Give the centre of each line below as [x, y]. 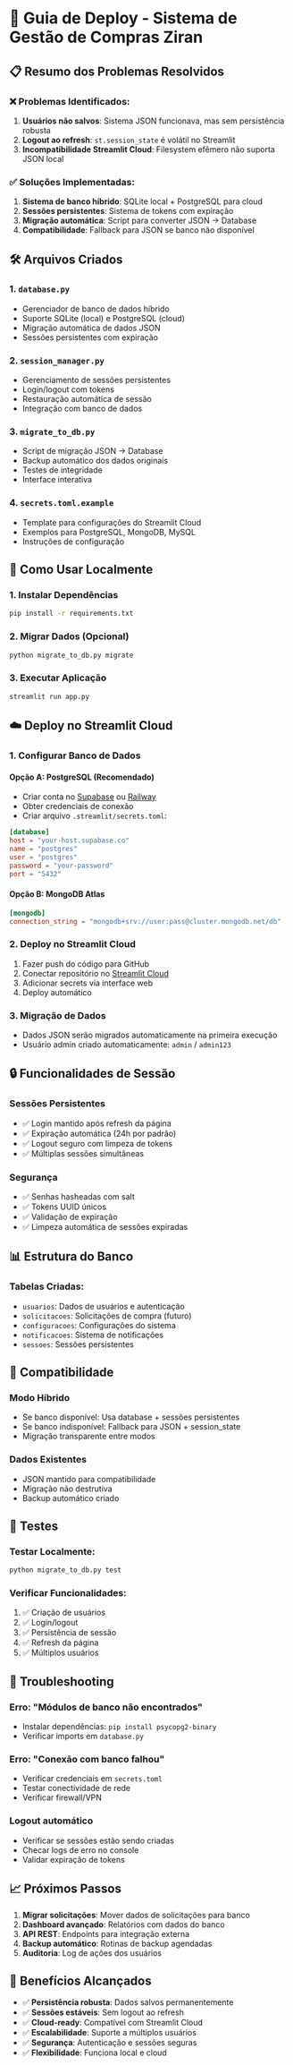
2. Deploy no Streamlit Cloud [73, 944]
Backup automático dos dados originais [95, 461]
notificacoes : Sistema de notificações [92, 1335]
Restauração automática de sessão [87, 399]
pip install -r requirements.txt [71, 614]
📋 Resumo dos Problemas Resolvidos [117, 71]
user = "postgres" [43, 857]
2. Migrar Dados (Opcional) [69, 636]
